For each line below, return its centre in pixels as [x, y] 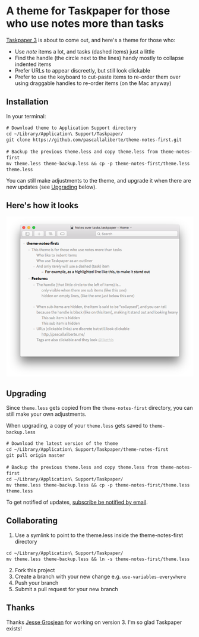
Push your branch [37, 583]
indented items [33, 64]
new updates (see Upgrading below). [51, 187]
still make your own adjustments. [46, 414]
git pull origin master [36, 455]
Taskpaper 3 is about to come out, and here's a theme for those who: [91, 40]
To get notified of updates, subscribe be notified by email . [77, 502]
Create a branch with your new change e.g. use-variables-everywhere [100, 576]
